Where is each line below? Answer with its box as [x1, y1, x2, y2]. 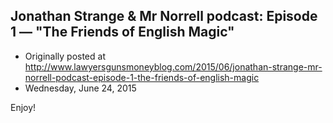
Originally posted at [24, 50, 106, 62]
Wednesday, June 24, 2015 [24, 82, 137, 94]
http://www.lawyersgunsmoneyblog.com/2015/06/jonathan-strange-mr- [24, 60, 323, 73]
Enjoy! [10, 101, 37, 113]
